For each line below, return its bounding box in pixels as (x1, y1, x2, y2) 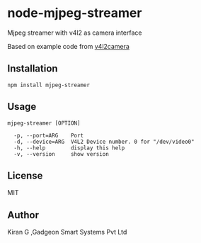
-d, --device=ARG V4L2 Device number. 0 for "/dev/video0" (13, 138, 195, 145)
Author (7, 209, 39, 221)
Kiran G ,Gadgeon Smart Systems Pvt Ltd (7, 228, 127, 237)
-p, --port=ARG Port (13, 132, 84, 139)
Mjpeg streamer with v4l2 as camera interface (7, 28, 142, 37)
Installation (7, 62, 58, 75)
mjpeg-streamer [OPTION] (7, 119, 81, 127)
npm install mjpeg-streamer (7, 81, 91, 89)
